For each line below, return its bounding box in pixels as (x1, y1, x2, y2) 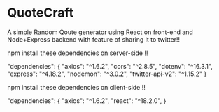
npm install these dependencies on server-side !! (7, 49, 148, 57)
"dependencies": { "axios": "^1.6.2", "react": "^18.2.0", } (7, 96, 167, 105)
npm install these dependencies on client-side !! (7, 83, 146, 91)
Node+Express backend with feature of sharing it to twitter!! (7, 35, 181, 43)
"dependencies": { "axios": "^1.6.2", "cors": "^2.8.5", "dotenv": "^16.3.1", (7, 62, 213, 70)
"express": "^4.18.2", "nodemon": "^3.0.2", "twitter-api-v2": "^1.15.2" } (7, 70, 207, 78)
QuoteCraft (7, 5, 74, 21)
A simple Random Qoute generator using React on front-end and (7, 28, 194, 36)
